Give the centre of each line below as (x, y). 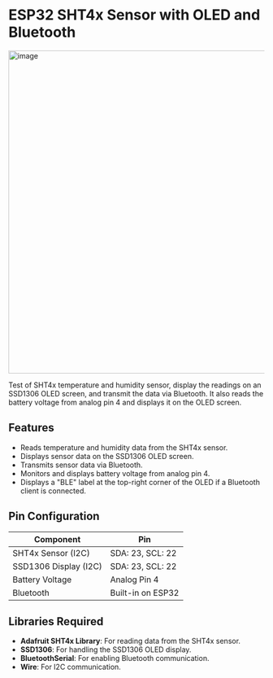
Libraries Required (56, 621)
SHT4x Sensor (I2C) (52, 553)
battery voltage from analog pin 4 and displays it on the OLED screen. (125, 402)
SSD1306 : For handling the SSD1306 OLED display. (106, 650)
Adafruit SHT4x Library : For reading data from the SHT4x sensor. (130, 641)
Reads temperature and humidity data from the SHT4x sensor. (124, 447)
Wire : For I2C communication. (71, 667)
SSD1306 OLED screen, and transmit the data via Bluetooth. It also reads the (136, 393)
